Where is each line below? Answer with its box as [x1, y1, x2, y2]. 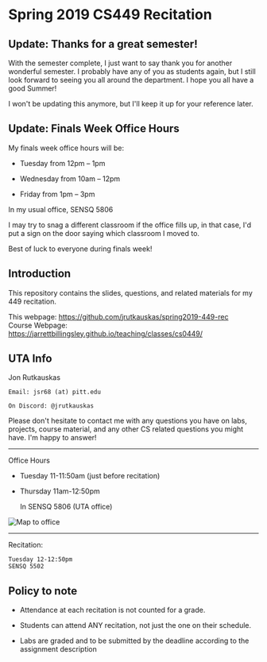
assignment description [19, 645, 98, 654]
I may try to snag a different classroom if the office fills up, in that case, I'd [8, 220, 252, 230]
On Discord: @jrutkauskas [8, 402, 94, 410]
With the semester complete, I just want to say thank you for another [8, 58, 233, 68]
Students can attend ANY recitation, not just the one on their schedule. [19, 621, 252, 630]
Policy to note [8, 584, 78, 598]
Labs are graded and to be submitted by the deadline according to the [19, 636, 250, 645]
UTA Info [8, 352, 52, 366]
